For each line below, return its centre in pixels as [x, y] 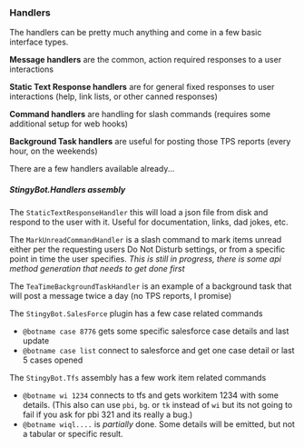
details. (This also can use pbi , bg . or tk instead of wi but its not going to [157, 405]
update [36, 341]
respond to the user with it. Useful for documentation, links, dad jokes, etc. [149, 222]
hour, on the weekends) [54, 151]
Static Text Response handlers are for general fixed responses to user [142, 87]
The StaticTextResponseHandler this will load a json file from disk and [139, 213]
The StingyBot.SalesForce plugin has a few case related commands [136, 314]
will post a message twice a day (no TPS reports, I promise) [121, 296]
